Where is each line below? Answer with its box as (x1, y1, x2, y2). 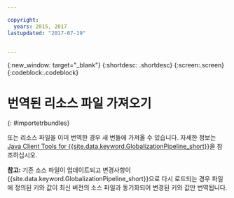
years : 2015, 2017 (13, 22, 68, 30)
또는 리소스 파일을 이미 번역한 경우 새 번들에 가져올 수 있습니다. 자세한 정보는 (7, 133, 216, 142)
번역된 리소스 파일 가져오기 (7, 95, 152, 111)
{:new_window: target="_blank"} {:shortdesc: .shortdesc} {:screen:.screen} (7, 61, 225, 70)
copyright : (7, 16, 39, 23)
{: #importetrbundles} (7, 119, 70, 127)
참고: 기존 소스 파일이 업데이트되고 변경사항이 (7, 166, 131, 174)
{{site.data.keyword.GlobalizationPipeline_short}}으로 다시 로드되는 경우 (7, 175, 211, 183)
